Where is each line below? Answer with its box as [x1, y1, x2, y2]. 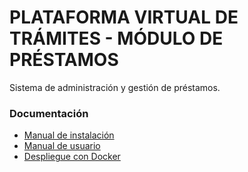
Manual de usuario [23, 140, 101, 152]
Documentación [9, 106, 89, 120]
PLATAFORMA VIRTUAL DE [9, 6, 239, 29]
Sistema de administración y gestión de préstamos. [9, 81, 221, 93]
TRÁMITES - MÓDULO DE [9, 27, 224, 50]
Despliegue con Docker [23, 151, 121, 163]
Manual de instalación [23, 129, 115, 141]
